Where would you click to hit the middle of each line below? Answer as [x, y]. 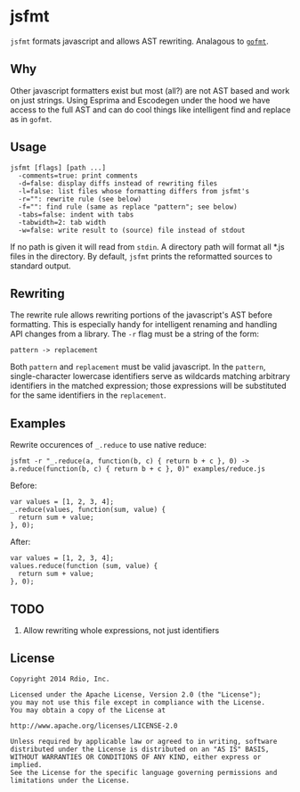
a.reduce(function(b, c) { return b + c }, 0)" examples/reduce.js [138, 469]
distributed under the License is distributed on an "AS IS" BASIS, [140, 749]
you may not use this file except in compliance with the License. [138, 702]
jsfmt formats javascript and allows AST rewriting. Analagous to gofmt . [140, 41]
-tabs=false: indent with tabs [76, 214]
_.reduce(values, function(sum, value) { [88, 510]
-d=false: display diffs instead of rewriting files [118, 183]
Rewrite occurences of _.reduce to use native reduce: [109, 445]
